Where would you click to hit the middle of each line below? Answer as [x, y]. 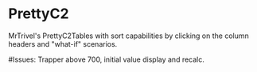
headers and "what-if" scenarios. [63, 44]
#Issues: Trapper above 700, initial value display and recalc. [107, 59]
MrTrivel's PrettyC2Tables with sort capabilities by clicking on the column [128, 36]
